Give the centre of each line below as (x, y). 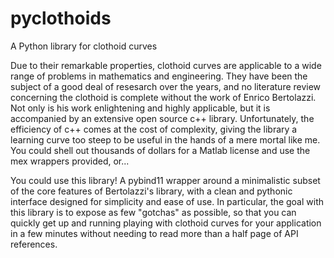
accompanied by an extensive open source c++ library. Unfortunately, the (162, 118)
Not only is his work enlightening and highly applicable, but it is (140, 108)
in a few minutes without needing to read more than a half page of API (154, 233)
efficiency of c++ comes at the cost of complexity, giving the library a (154, 129)
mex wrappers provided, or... (70, 161)
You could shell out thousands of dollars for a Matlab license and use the (160, 150)
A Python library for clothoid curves (84, 46)
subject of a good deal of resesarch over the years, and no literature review (166, 86)
